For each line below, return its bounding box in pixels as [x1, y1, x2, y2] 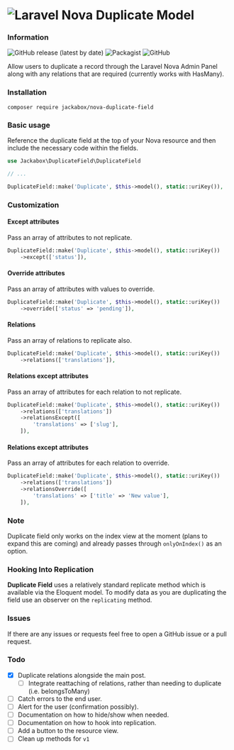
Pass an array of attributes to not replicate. [7, 233, 133, 241]
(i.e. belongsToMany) [28, 687, 90, 695]
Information [7, 33, 49, 43]
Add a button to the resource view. [17, 727, 119, 735]
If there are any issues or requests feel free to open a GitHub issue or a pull [7, 629, 227, 638]
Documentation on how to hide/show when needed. [17, 710, 169, 719]
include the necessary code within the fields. [7, 144, 138, 153]
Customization [7, 199, 60, 209]
